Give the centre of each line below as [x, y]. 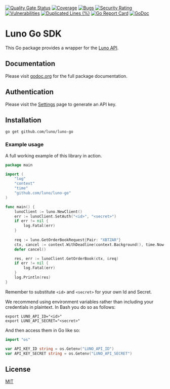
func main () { [20, 207]
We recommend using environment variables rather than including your [79, 302]
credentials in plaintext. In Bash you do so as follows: [60, 307]
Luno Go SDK [34, 34]
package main [19, 165]
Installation [23, 120]
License [18, 369]
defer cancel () [30, 249]
